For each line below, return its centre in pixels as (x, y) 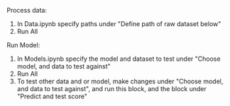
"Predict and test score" (52, 96)
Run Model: (23, 45)
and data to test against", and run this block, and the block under (112, 89)
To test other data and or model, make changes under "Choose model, (120, 81)
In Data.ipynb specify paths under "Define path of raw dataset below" (119, 24)
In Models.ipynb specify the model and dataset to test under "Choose (119, 59)
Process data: (27, 10)
